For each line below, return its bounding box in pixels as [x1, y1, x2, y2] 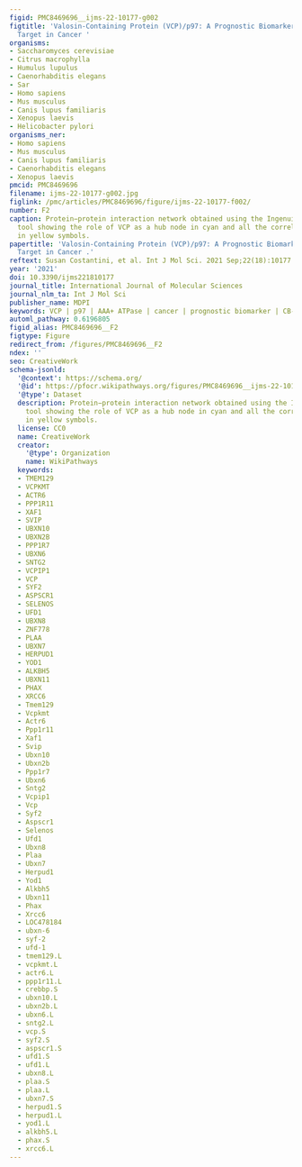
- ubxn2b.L [17, 1002, 58, 1011]
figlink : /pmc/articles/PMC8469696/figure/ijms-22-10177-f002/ [9, 197, 252, 207]
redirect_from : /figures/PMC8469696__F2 [9, 340, 164, 349]
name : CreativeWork [17, 432, 91, 442]
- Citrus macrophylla [9, 55, 91, 64]
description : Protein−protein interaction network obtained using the [17, 398, 288, 408]
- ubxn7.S [17, 1094, 54, 1103]
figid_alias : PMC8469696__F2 [9, 324, 119, 333]
